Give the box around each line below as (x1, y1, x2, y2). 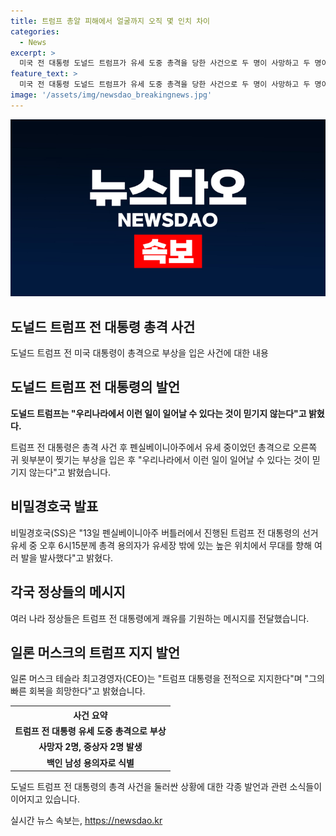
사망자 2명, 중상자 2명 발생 (38, 741, 143, 753)
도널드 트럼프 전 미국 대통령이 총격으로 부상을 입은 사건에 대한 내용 (10, 347, 269, 359)
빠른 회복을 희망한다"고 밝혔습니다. (10, 685, 146, 697)
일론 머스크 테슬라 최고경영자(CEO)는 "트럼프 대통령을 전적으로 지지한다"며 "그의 (10, 673, 325, 685)
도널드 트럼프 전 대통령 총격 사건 (10, 318, 196, 335)
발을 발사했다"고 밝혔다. (20, 551, 114, 564)
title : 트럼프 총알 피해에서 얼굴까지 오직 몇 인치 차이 (10, 16, 211, 26)
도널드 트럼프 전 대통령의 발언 (10, 379, 181, 396)
